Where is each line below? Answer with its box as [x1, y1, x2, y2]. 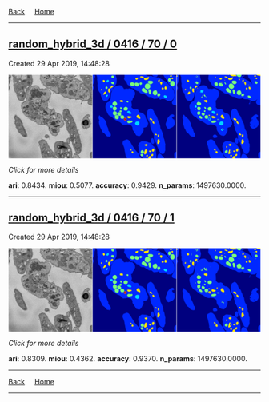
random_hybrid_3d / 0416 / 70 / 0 [8, 38, 178, 51]
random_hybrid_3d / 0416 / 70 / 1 [8, 211, 175, 225]
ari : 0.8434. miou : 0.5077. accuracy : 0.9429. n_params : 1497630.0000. [8, 180, 247, 190]
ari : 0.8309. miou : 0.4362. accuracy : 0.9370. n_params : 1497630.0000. [8, 354, 248, 364]
